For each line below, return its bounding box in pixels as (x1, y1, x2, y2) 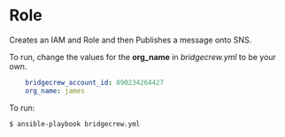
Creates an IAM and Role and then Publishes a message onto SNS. (9, 34, 252, 45)
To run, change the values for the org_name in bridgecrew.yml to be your (9, 51, 277, 62)
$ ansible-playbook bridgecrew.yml (9, 119, 141, 128)
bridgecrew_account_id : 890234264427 (25, 78, 165, 87)
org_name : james (25, 86, 86, 95)
